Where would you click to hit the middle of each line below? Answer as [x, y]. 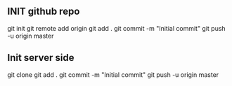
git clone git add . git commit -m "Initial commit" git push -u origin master [113, 74]
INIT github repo [44, 12]
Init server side [41, 58]
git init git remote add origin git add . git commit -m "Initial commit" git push [117, 28]
